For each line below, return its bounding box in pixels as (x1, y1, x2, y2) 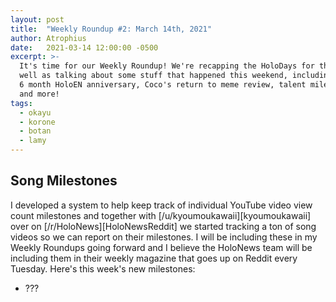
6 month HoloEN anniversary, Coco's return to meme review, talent (19, 80, 307, 90)
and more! (19, 89, 60, 99)
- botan (19, 126, 52, 136)
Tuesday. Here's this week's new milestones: (10, 262, 196, 275)
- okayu (19, 107, 52, 118)
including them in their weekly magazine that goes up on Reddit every (10, 252, 298, 264)
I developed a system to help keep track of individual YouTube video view (10, 199, 313, 211)
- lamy (19, 136, 47, 146)
